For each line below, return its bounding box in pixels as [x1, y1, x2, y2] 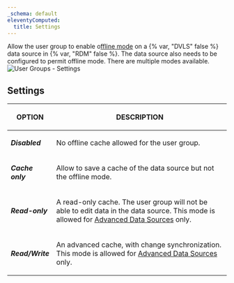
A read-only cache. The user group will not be [56, 197, 208, 207]
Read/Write [10, 249, 50, 259]
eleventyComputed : [7, 17, 61, 24]
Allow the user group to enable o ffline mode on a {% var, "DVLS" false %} [7, 43, 219, 51]
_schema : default [7, 10, 58, 17]
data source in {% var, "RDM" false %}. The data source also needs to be [7, 49, 217, 58]
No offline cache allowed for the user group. [56, 138, 201, 148]
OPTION [16, 112, 44, 122]
